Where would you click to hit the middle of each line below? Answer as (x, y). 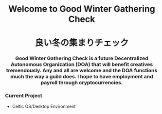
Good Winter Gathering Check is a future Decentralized (82, 58)
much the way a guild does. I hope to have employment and (82, 77)
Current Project (24, 96)
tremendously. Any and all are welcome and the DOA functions (82, 70)
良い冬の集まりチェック (82, 43)
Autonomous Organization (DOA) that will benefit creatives (82, 65)
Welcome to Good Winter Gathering (82, 9)
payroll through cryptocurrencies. (82, 82)
